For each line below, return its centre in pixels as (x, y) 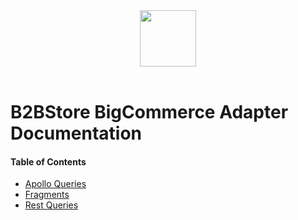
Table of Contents (48, 161)
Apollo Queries (55, 184)
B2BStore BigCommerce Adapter (149, 112)
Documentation (76, 133)
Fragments (47, 195)
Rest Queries (51, 205)
